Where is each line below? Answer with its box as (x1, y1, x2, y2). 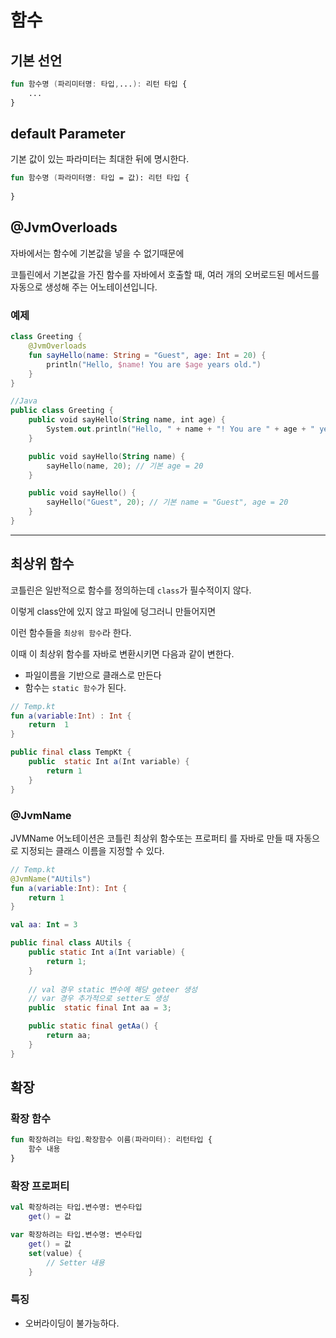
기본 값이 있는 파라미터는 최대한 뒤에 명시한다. (10, 153, 190, 165)
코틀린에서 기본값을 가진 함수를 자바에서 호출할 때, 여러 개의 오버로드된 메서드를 (10, 268, 320, 280)
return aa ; (46, 1031, 92, 1041)
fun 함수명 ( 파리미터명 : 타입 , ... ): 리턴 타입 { (10, 79, 188, 89)
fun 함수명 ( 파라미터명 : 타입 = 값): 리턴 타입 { (10, 173, 190, 183)
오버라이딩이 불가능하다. (24, 1317, 120, 1329)
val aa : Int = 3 (10, 920, 78, 930)
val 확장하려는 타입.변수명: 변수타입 (10, 1202, 143, 1213)
